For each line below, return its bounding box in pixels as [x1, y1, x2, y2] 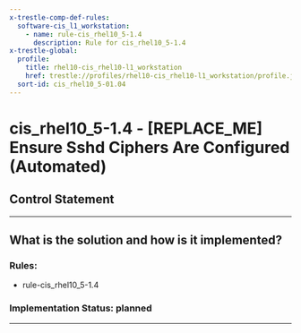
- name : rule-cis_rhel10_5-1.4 [25, 30, 142, 38]
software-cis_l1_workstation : [17, 21, 130, 30]
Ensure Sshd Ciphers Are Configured [9, 137, 290, 158]
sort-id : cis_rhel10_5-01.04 [17, 80, 126, 89]
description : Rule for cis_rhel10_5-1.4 [32, 38, 186, 47]
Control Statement [9, 192, 115, 207]
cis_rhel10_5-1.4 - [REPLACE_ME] [9, 118, 262, 139]
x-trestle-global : [9, 47, 78, 55]
